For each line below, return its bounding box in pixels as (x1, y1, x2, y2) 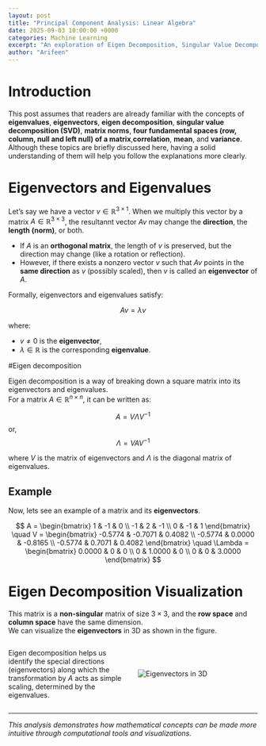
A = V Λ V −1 (116, 410, 150, 421)
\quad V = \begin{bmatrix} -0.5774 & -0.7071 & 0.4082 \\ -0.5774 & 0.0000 (11, 529, 255, 539)
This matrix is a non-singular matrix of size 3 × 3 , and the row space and (8, 609, 248, 618)
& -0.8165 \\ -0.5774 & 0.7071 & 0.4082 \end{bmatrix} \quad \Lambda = (17, 537, 249, 548)
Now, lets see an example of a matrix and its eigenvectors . (8, 506, 200, 515)
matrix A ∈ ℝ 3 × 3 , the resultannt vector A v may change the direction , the (8, 215, 248, 226)
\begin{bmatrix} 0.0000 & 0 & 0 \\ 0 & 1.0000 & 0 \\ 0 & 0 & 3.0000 (25, 546, 241, 556)
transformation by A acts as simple (8, 673, 122, 683)
